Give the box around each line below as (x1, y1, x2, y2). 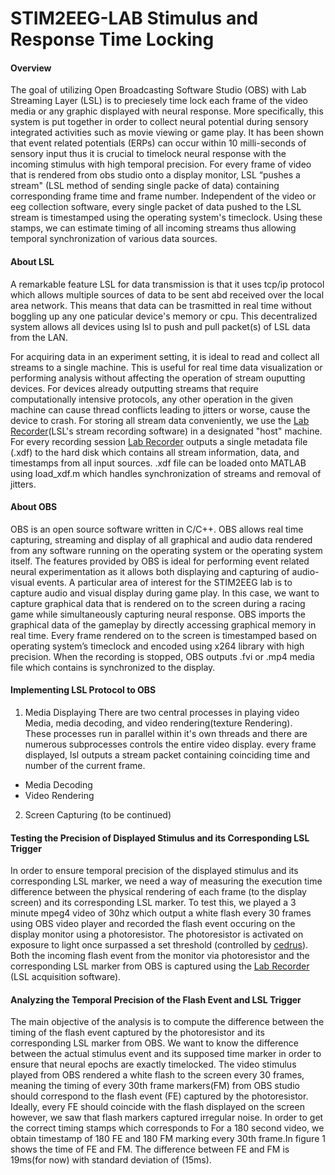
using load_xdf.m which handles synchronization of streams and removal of (10, 467, 322, 479)
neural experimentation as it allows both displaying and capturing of (10, 565, 290, 577)
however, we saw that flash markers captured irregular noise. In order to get (10, 1112, 324, 1124)
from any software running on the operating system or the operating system (10, 544, 323, 556)
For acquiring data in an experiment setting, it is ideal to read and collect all (10, 350, 320, 362)
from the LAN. (10, 331, 68, 343)
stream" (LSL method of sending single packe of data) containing (10, 180, 280, 192)
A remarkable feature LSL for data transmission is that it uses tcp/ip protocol (10, 278, 325, 290)
